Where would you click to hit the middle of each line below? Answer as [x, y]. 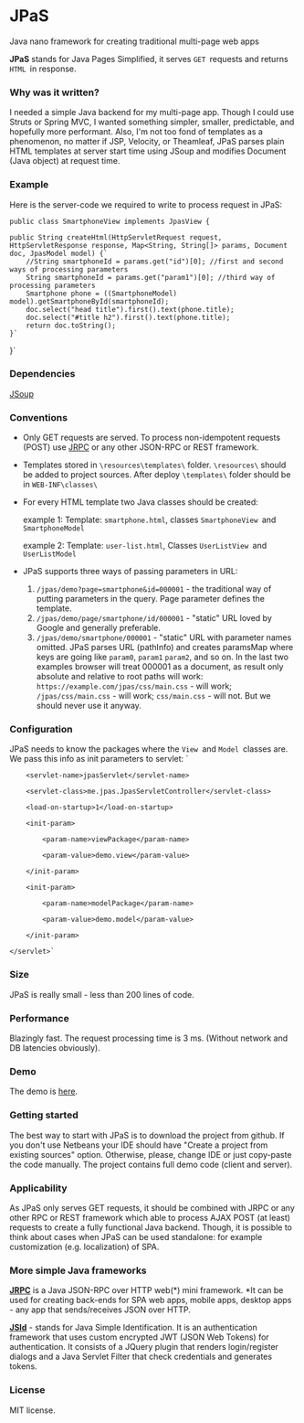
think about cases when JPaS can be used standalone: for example [136, 1236]
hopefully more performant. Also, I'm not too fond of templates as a [136, 132]
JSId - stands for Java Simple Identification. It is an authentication [134, 1328]
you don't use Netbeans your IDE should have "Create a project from [139, 1145]
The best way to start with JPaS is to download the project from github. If [147, 1135]
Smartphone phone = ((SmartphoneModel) [102, 294]
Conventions [39, 417]
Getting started [44, 1115]
